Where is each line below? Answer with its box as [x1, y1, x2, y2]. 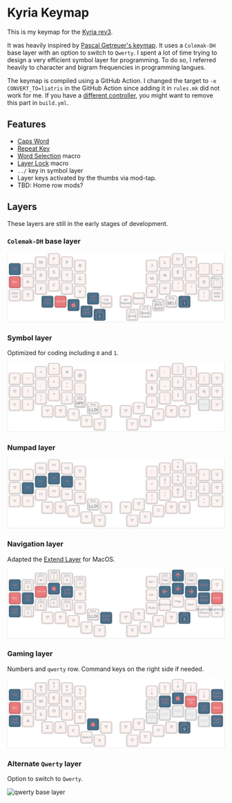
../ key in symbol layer [17, 166, 84, 174]
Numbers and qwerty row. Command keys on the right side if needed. [7, 665, 204, 673]
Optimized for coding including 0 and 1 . [7, 349, 119, 357]
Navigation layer [7, 539, 64, 549]
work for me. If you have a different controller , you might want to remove [7, 91, 213, 100]
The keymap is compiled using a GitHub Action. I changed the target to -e [7, 76, 217, 84]
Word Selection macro [17, 151, 81, 160]
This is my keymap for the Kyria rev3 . [7, 28, 113, 36]
